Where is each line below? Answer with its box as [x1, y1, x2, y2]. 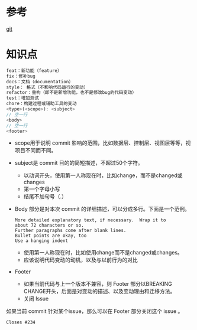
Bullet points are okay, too [14, 233, 87, 239]
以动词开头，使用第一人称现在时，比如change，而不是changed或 [23, 172, 183, 179]
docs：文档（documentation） [6, 79, 74, 84]
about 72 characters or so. [14, 223, 84, 228]
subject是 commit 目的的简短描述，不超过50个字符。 [14, 159, 144, 166]
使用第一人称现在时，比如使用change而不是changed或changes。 [23, 249, 183, 256]
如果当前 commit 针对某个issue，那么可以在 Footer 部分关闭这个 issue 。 [6, 308, 183, 315]
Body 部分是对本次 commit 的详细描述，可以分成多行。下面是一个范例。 [14, 205, 190, 213]
